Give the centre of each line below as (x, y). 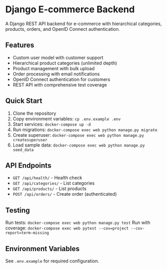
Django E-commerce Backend (70, 9)
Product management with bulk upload (54, 68)
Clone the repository (34, 113)
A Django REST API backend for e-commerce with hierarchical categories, (84, 24)
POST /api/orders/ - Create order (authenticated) (65, 194)
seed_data (23, 150)
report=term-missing (27, 233)
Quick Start (24, 101)
